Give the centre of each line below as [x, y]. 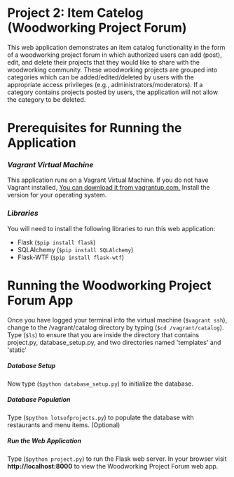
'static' [17, 350]
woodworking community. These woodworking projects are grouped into [112, 70]
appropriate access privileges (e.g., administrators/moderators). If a [105, 84]
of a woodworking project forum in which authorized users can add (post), [115, 55]
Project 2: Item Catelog [75, 13]
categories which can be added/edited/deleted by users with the [101, 77]
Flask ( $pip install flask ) [56, 242]
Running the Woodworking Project [109, 285]
